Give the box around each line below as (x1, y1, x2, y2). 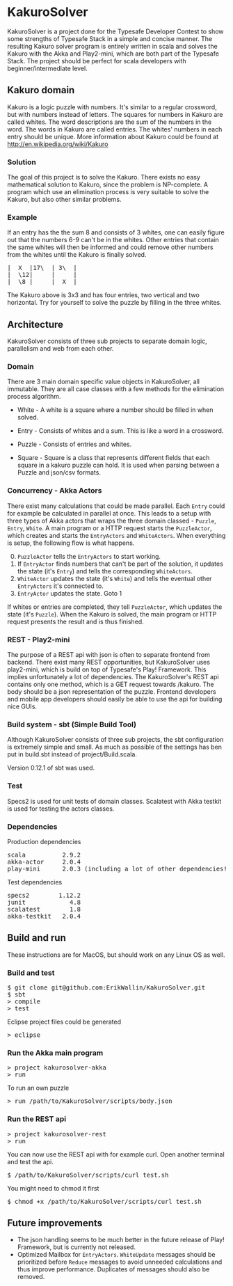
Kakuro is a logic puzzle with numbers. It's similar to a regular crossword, (7, 102, 217, 111)
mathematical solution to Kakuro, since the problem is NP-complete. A (7, 180, 209, 189)
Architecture (7, 318, 64, 331)
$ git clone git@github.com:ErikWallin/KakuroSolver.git (7, 984, 206, 992)
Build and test (7, 968, 55, 978)
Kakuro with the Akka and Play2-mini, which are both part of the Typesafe (7, 49, 219, 58)
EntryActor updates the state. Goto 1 (17, 589, 122, 597)
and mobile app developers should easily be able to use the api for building (7, 695, 223, 704)
